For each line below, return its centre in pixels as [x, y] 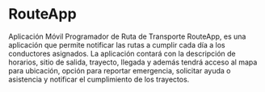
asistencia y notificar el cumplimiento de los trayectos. [99, 79]
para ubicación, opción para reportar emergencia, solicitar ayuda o [120, 70]
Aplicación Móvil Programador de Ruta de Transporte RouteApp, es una [127, 36]
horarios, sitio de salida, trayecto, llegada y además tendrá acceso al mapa [133, 62]
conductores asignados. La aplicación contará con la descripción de [122, 53]
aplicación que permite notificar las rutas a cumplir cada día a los [117, 44]
